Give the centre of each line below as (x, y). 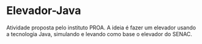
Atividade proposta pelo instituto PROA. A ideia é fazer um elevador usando (101, 28)
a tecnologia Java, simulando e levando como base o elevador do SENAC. (99, 34)
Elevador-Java (44, 11)
